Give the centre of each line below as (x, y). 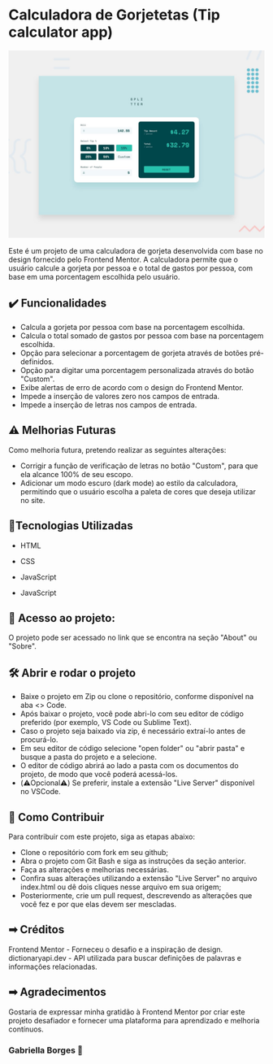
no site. (32, 500)
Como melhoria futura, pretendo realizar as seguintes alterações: (117, 449)
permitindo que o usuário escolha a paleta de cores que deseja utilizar (138, 491)
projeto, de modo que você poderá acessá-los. (99, 775)
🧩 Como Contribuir (56, 817)
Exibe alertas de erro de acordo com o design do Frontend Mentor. (132, 387)
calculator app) (61, 32)
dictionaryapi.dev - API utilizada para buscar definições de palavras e (125, 958)
